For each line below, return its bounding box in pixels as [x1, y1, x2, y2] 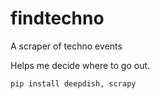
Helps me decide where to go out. [10, 59, 151, 71]
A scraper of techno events [10, 40, 123, 52]
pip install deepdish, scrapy [10, 78, 137, 89]
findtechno [10, 7, 105, 30]
